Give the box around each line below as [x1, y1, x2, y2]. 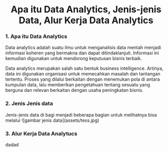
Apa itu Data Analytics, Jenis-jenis [10, 4, 162, 15]
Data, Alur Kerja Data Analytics [18, 14, 154, 26]
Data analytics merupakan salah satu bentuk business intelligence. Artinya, [5, 65, 164, 71]
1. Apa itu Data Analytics [5, 33, 68, 40]
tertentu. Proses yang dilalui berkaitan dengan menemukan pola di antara [5, 76, 160, 83]
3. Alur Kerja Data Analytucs [5, 130, 78, 137]
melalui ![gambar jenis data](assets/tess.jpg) [5, 117, 99, 123]
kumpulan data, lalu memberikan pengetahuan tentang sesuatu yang [5, 82, 150, 88]
